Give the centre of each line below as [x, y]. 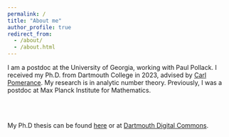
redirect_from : [30, 34]
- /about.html [34, 47]
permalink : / [27, 14]
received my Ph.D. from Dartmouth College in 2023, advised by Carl [107, 75]
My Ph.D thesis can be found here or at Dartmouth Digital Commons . [108, 125]
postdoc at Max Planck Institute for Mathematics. [79, 90]
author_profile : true [39, 27]
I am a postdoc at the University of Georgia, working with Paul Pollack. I [112, 67]
